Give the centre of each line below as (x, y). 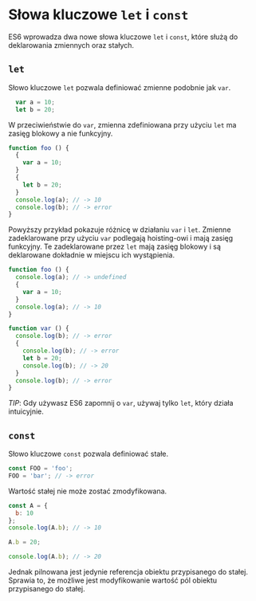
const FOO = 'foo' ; (41, 469)
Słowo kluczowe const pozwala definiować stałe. (89, 454)
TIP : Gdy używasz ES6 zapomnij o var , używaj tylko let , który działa (121, 403)
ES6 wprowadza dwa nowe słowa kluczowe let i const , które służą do (123, 37)
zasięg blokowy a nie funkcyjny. (61, 133)
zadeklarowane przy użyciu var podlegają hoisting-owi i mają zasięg (121, 238)
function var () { (39, 328)
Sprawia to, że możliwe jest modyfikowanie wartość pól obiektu (113, 580)
